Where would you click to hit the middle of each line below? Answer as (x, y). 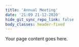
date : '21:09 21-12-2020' (33, 15)
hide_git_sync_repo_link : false (39, 19)
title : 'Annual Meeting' (32, 10)
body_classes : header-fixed (35, 24)
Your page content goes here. (36, 39)
